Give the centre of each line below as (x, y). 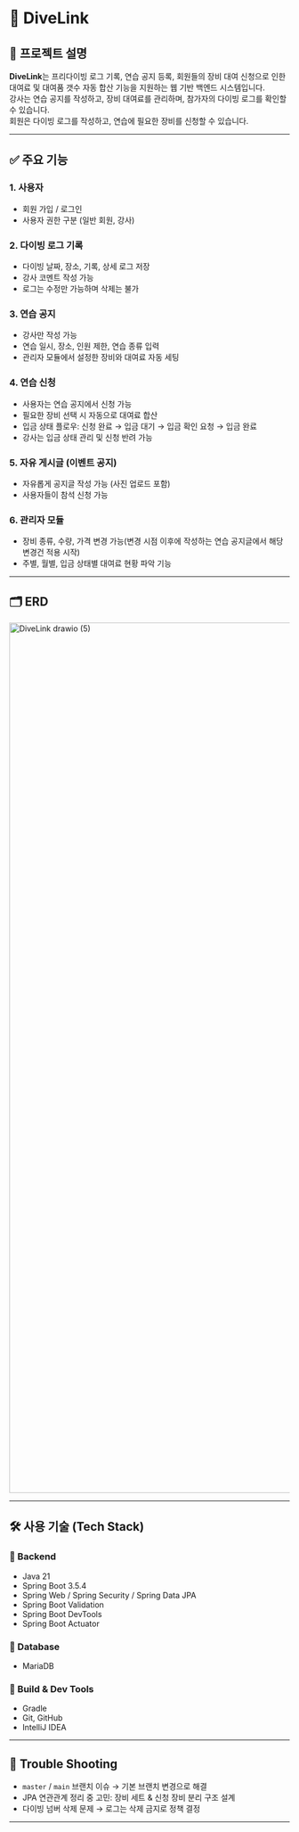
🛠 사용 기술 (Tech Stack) (77, 1527)
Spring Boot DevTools (62, 1614)
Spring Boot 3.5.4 (54, 1585)
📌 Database (35, 1647)
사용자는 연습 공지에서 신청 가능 (77, 404)
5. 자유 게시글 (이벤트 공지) (63, 463)
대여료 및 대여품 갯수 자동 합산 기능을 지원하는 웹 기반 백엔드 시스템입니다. (137, 87)
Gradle (34, 1709)
